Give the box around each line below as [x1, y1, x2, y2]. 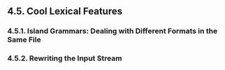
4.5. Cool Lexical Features [7, 6, 123, 17]
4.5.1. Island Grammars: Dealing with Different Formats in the [7, 26, 218, 36]
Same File [7, 35, 41, 44]
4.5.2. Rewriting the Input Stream [7, 53, 122, 63]
